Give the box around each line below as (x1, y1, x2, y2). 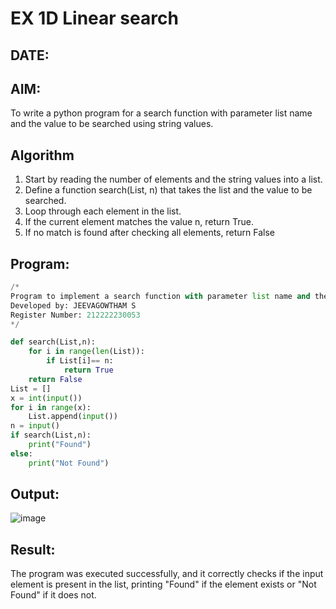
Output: (10, 486, 60, 503)
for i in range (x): (10, 402, 92, 412)
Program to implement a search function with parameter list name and (10, 291, 311, 301)
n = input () (10, 421, 60, 431)
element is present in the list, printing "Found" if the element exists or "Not (10, 578, 317, 591)
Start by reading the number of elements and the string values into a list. (24, 173, 323, 186)
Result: (10, 541, 56, 558)
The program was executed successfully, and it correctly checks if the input (10, 568, 324, 580)
